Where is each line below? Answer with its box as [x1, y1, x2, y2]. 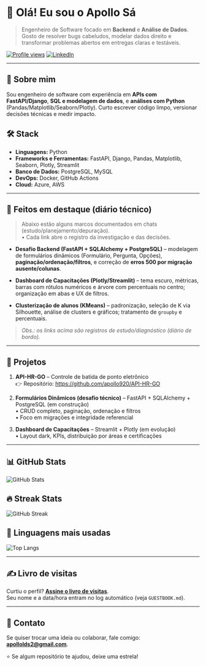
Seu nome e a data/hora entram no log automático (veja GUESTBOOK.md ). [6, 594, 185, 602]
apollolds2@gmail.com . [6, 641, 69, 648]
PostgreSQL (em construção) [15, 401, 90, 408]
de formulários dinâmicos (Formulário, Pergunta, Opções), [15, 252, 162, 260]
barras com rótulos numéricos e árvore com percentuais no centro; [15, 284, 185, 291]
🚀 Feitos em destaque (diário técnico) [6, 204, 152, 214]
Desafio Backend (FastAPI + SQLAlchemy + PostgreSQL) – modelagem [15, 246, 198, 253]
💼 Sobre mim [6, 74, 56, 85]
